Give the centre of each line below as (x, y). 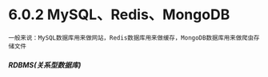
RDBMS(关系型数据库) (45, 65)
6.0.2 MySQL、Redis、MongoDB (119, 15)
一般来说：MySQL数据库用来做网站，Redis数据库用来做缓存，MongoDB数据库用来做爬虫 (131, 38)
